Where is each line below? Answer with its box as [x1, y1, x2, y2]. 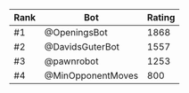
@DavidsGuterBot [44, 41, 120, 52]
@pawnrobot [44, 55, 99, 67]
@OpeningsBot [44, 27, 109, 38]
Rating [146, 12, 176, 23]
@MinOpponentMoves [44, 70, 139, 81]
